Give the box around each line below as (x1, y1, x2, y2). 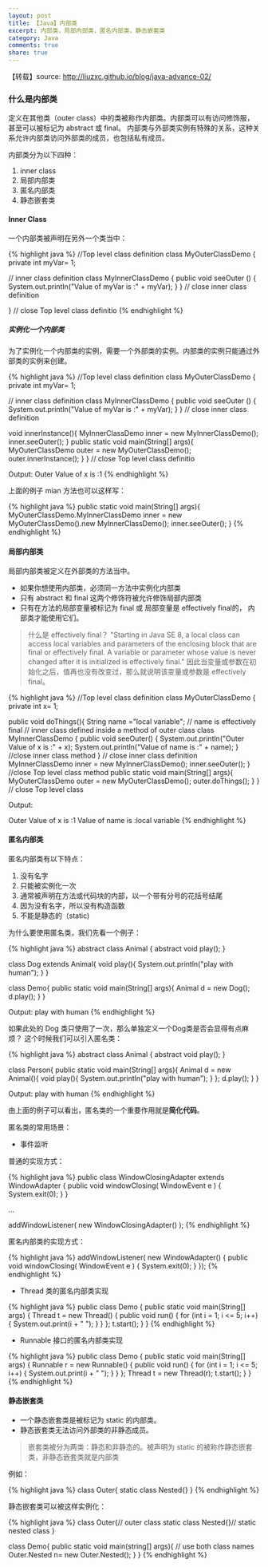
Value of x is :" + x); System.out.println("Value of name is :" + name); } (8, 742, 239, 751)
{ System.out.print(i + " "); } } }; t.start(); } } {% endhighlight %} (8, 1319, 215, 1328)
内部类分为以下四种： (8, 150, 78, 160)
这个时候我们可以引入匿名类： (23, 1033, 122, 1043)
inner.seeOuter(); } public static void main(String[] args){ (8, 437, 194, 447)
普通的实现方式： (8, 1156, 65, 1165)
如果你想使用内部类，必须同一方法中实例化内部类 (19, 583, 181, 592)
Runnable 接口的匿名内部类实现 (19, 1335, 124, 1345)
